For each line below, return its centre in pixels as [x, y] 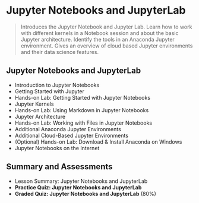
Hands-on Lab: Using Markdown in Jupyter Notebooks [82, 110]
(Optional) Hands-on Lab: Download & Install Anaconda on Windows [98, 142]
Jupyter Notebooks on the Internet [57, 148]
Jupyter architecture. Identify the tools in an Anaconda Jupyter [98, 39]
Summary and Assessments [59, 167]
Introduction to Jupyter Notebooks [57, 85]
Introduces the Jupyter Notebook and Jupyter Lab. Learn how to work [106, 27]
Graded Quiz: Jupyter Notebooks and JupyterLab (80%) [85, 194]
